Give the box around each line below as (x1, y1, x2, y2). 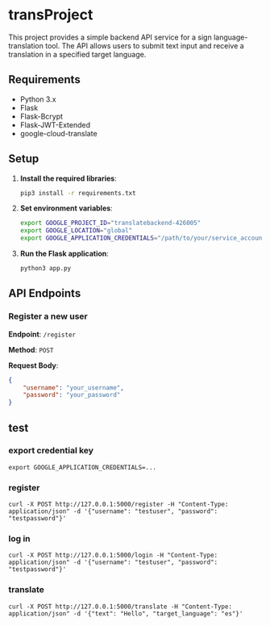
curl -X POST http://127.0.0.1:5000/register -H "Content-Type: (8, 500, 229, 509)
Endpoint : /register (8, 329, 77, 339)
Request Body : (8, 361, 59, 370)
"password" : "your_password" (23, 391, 121, 399)
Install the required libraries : (19, 173, 117, 183)
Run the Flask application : (19, 248, 109, 259)
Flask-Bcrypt (19, 111, 63, 121)
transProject (8, 6, 93, 24)
